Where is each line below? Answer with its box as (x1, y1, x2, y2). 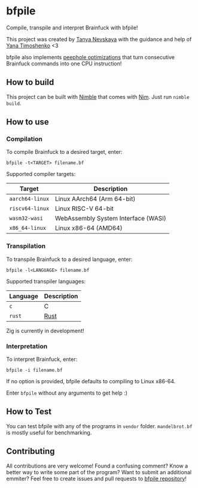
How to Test (6, 407, 52, 417)
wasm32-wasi (9, 215, 44, 222)
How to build (6, 77, 54, 87)
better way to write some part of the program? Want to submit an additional (6, 468, 192, 475)
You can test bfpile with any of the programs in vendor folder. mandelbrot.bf (6, 422, 193, 429)
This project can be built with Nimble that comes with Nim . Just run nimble (6, 93, 190, 100)
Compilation (6, 135, 43, 143)
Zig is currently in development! (6, 327, 84, 334)
